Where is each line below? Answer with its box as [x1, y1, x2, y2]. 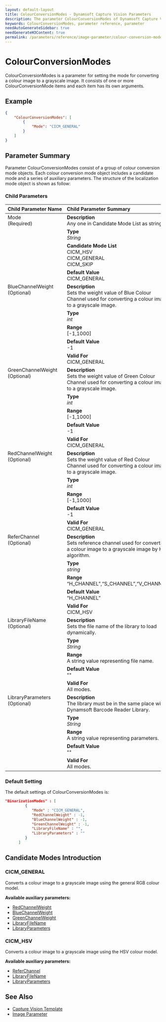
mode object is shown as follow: [5, 180, 71, 186]
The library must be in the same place [66, 700, 155, 707]
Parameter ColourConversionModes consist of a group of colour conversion [5, 165, 160, 170]
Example [5, 97, 33, 106]
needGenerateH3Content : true [5, 30, 65, 35]
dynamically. [66, 629, 96, 636]
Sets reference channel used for [66, 539, 142, 546]
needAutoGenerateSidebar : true [5, 26, 70, 31]
